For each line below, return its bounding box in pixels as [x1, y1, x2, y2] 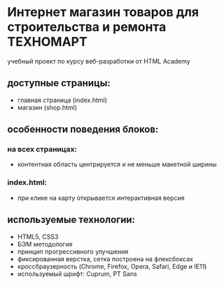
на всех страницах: [7, 145, 77, 154]
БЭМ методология [17, 240, 73, 248]
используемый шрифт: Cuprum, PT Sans [17, 270, 138, 278]
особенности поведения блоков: [7, 124, 159, 136]
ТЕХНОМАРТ [7, 34, 87, 50]
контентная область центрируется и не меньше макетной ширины [17, 160, 217, 168]
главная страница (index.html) [17, 96, 107, 104]
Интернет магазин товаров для [7, 4, 199, 20]
